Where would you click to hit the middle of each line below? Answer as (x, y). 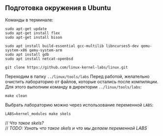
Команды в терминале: (29, 20)
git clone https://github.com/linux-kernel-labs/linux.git (67, 67)
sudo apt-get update (26, 29)
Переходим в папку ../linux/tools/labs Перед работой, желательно (77, 76)
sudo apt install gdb (27, 54)
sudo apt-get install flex (33, 33)
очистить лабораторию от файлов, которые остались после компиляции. (82, 81)
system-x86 (16, 50)
